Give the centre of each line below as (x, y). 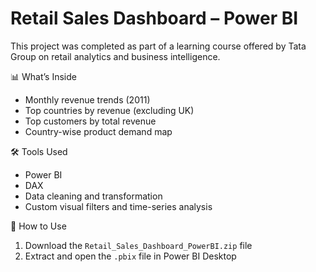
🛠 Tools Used (39, 151)
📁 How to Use (38, 226)
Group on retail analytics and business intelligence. (115, 56)
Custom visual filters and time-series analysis (118, 206)
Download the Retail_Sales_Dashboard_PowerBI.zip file (138, 245)
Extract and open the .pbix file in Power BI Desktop (130, 256)
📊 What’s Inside (43, 76)
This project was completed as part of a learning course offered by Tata (158, 46)
